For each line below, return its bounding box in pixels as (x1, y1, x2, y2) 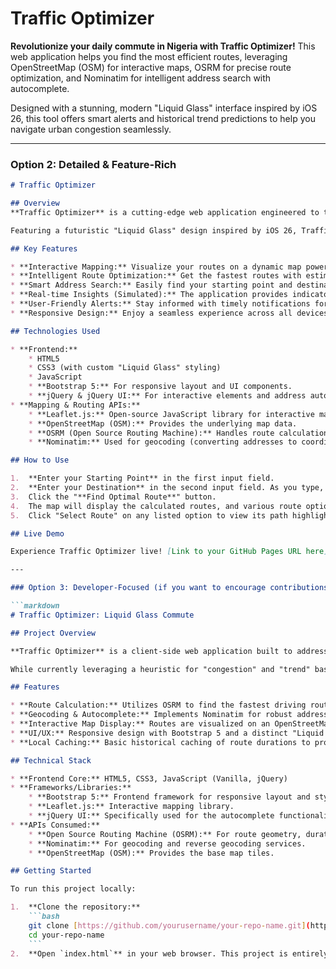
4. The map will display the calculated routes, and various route (10, 501, 302, 511)
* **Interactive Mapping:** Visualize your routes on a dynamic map (10, 262, 302, 272)
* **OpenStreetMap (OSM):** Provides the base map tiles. (28, 848, 275, 858)
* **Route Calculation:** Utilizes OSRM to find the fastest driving (10, 700, 307, 711)
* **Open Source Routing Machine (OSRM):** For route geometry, (28, 829, 302, 839)
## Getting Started (10, 866, 92, 876)
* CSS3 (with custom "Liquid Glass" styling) (28, 363, 222, 373)
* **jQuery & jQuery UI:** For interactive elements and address (28, 391, 307, 401)
